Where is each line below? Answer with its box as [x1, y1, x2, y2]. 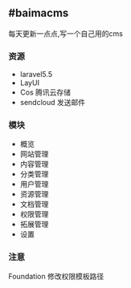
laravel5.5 [19, 70, 53, 79]
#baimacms [8, 6, 69, 20]
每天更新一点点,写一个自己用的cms [8, 28, 123, 39]
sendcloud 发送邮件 [19, 98, 86, 107]
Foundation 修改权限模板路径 [8, 271, 104, 281]
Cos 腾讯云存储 [19, 87, 71, 97]
